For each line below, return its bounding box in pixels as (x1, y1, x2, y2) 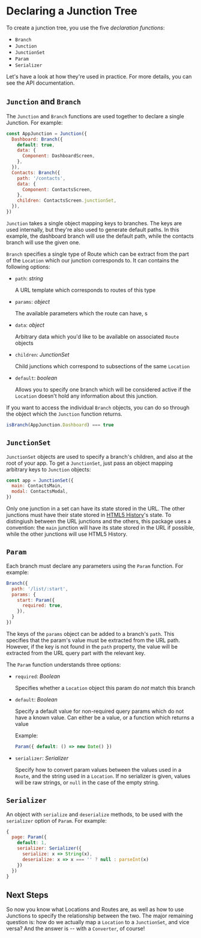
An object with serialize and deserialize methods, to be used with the (6, 811, 183, 818)
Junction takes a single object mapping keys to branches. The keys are (6, 219, 182, 226)
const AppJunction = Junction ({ (6, 130, 87, 136)
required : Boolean (14, 673, 61, 680)
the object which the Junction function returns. (6, 410, 123, 417)
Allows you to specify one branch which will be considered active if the (14, 386, 191, 393)
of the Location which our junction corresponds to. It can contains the (6, 256, 179, 264)
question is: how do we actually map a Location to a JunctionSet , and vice (6, 919, 190, 926)
